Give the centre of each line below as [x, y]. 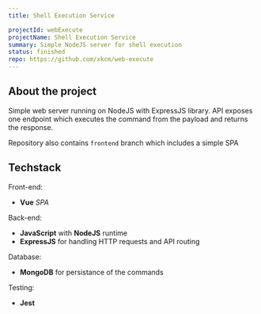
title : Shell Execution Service [61, 15]
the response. [31, 127]
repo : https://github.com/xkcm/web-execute [81, 59]
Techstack [35, 168]
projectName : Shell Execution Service [72, 37]
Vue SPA [34, 202]
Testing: [21, 287]
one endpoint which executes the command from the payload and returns [128, 119]
